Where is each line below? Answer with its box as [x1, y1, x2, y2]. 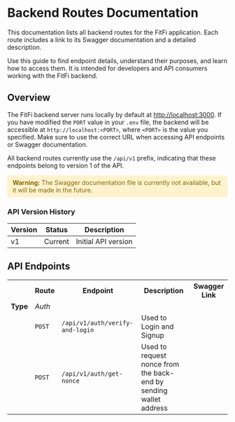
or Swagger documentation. [7, 140, 88, 149]
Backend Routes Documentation [7, 5, 199, 21]
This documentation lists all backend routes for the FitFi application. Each [7, 28, 219, 36]
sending [141, 386, 168, 395]
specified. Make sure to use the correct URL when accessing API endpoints [7, 132, 225, 141]
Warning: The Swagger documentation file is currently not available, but [13, 178, 222, 186]
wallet [141, 394, 161, 404]
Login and [141, 321, 174, 331]
